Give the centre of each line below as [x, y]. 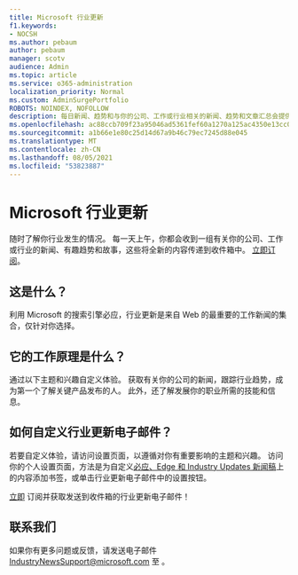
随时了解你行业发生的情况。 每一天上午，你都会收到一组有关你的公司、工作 [146, 239]
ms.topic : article [43, 75]
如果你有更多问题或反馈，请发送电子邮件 [83, 550]
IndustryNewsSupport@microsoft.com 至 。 [90, 561]
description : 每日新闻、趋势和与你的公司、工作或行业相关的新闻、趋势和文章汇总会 [144, 116]
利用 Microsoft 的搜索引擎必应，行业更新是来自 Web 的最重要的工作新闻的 [144, 315]
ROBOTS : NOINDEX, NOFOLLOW [59, 108]
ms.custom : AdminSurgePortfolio [69, 100]
